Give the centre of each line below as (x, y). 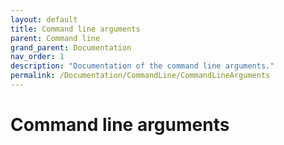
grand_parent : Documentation (71, 47)
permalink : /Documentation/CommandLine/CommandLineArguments (140, 76)
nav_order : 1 (37, 57)
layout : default (44, 19)
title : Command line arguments (75, 29)
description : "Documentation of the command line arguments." (142, 66)
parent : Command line (55, 38)
